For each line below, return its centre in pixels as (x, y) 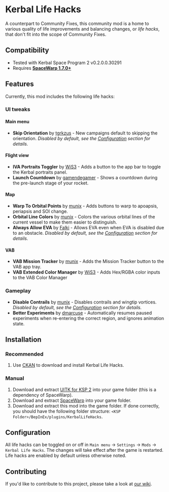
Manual (15, 378)
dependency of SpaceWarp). (43, 395)
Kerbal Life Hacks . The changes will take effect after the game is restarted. (84, 450)
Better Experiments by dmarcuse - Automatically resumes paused (82, 313)
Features (20, 84)
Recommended (25, 354)
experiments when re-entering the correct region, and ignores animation (88, 318)
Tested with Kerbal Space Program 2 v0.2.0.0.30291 (67, 63)
